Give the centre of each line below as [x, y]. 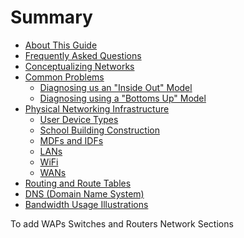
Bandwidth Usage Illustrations [86, 204]
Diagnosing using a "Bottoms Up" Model [123, 98]
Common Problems [64, 77]
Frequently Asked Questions [83, 55]
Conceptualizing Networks [79, 66]
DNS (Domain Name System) [84, 193]
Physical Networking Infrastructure [97, 108]
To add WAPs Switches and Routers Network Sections [122, 223]
